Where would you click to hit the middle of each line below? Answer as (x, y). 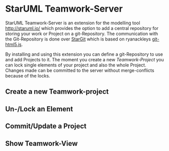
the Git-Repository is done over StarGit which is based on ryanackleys (78, 39)
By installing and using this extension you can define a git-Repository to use (84, 54)
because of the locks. (28, 75)
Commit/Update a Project (46, 126)
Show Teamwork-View (42, 143)
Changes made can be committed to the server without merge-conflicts (80, 70)
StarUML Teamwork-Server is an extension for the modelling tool (73, 23)
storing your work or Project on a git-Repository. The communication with (81, 33)
